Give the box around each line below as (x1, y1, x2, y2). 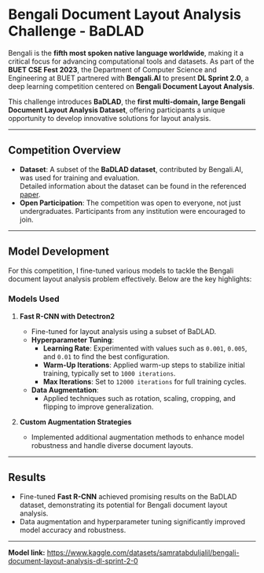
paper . (19, 189, 41, 199)
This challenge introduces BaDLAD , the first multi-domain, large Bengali (8, 97, 246, 106)
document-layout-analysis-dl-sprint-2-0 (8, 556, 139, 565)
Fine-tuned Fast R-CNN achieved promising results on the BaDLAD (19, 491, 237, 501)
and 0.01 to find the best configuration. (42, 351, 170, 361)
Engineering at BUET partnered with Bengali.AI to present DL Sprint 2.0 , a (8, 73, 249, 83)
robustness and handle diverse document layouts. (31, 440, 194, 450)
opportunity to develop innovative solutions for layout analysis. (8, 113, 211, 123)
